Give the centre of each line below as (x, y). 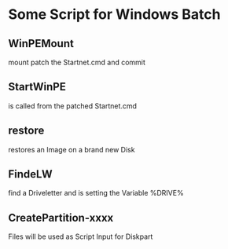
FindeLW (30, 174)
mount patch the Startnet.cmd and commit (77, 62)
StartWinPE (37, 87)
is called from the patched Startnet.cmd (73, 106)
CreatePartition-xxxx (61, 218)
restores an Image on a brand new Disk (72, 149)
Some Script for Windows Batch (114, 15)
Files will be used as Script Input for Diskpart (81, 236)
